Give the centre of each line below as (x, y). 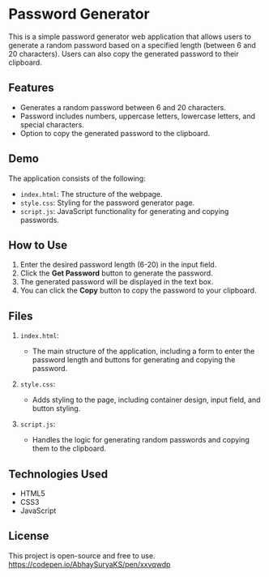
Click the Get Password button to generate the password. (116, 273)
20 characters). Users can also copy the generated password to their (124, 53)
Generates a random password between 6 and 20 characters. (123, 107)
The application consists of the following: (77, 178)
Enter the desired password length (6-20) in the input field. (118, 265)
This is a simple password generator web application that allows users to (130, 36)
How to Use (38, 245)
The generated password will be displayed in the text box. (117, 282)
